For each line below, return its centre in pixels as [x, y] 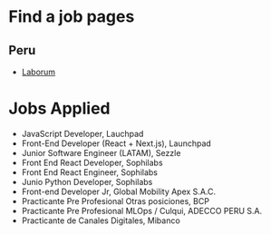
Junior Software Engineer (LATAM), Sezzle [101, 152]
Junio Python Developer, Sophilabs [87, 181]
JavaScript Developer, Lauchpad [82, 133]
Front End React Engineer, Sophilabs [90, 172]
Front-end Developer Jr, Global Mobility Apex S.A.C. [119, 191]
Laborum [39, 72]
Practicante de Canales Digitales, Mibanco [101, 220]
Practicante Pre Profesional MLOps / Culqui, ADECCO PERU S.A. [142, 211]
